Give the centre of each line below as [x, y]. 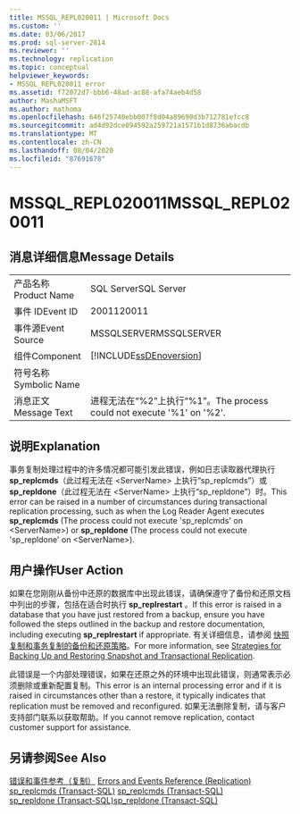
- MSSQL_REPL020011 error [57, 84]
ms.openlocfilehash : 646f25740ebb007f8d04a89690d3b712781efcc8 [129, 117]
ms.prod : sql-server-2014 [57, 42]
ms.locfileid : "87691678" [57, 159]
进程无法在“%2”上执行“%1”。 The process [179, 400]
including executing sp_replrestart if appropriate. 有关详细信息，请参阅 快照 [150, 634]
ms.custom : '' [36, 26]
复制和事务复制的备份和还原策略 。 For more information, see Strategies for [146, 646]
